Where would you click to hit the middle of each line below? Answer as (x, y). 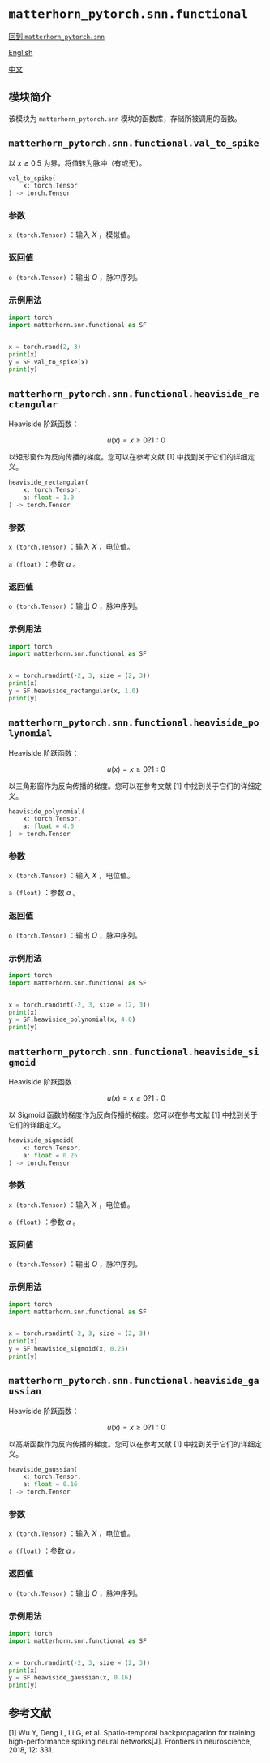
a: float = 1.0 (49, 498)
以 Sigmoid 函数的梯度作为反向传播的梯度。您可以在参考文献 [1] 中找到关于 (133, 1115)
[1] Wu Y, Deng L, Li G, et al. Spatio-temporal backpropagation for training (132, 1732)
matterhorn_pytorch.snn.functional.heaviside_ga (134, 1381)
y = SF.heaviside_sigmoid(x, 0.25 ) (69, 1349)
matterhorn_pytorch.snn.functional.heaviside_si (134, 1052)
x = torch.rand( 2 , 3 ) (45, 347)
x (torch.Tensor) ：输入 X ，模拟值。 (71, 235)
